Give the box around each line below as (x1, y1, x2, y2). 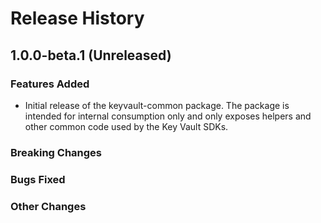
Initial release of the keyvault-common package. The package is (24, 99, 290, 111)
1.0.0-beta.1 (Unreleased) (10, 47, 172, 64)
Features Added (10, 77, 90, 91)
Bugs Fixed (10, 172, 66, 186)
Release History (10, 7, 145, 30)
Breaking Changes (10, 145, 103, 159)
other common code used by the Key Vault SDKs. (24, 120, 229, 132)
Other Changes (10, 199, 87, 213)
